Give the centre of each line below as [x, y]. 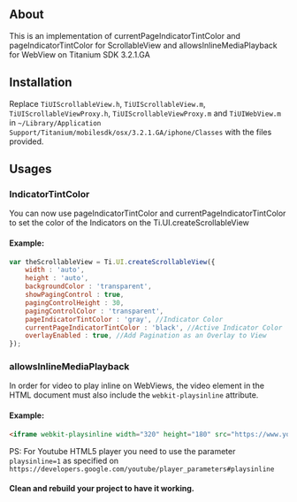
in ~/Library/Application [55, 122]
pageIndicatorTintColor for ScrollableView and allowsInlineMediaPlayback [144, 45]
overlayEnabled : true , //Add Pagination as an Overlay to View [146, 336]
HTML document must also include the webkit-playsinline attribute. [134, 395]
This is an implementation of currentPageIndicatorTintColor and [125, 35]
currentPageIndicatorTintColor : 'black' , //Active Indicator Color [154, 327]
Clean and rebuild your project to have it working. [102, 489]
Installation [41, 83]
